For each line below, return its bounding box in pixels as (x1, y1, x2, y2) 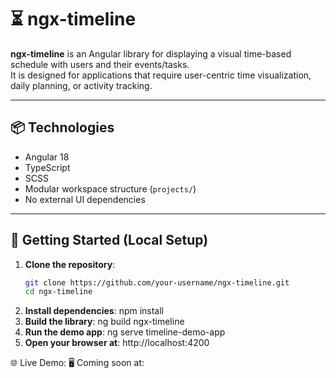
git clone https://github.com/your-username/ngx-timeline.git (24, 277, 290, 288)
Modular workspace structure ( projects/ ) (24, 182, 197, 195)
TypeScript (24, 161, 71, 173)
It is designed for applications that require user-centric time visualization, (10, 69, 312, 81)
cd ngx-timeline (24, 287, 93, 297)
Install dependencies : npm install (24, 305, 165, 317)
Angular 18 (24, 151, 70, 163)
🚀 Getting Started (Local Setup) (10, 232, 209, 249)
